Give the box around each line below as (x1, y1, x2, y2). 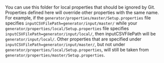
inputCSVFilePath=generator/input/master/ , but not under (5, 41, 125, 47)
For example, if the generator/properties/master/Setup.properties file (5, 15, 151, 20)
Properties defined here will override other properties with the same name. (5, 9, 159, 15)
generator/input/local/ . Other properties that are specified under (5, 36, 141, 42)
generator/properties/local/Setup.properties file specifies (5, 25, 129, 31)
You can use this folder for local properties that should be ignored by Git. (5, 4, 155, 10)
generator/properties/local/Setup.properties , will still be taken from (5, 47, 149, 52)
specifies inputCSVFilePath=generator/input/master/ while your (5, 20, 137, 26)
